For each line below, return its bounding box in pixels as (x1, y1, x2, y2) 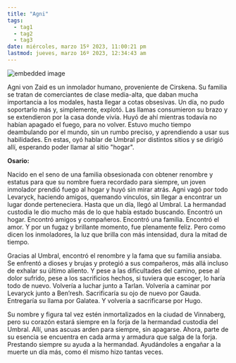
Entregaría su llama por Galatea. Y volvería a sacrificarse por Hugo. (7, 296, 203, 304)
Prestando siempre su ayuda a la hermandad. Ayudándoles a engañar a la (7, 340, 221, 348)
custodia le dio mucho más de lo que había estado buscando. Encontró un (7, 208, 223, 216)
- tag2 (13, 30, 33, 37)
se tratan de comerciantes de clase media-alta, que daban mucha (7, 90, 199, 99)
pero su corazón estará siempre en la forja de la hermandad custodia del (7, 317, 218, 326)
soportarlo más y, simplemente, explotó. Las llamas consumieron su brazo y (7, 105, 228, 114)
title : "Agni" (7, 10, 49, 18)
